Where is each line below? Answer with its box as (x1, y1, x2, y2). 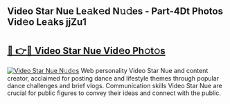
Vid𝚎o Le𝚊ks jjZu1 (7, 17, 87, 28)
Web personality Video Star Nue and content (80, 67, 209, 74)
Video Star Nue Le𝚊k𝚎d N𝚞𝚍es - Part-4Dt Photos (7, 6, 224, 17)
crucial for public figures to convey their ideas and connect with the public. (7, 89, 222, 97)
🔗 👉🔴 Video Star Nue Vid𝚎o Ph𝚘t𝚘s (7, 45, 166, 56)
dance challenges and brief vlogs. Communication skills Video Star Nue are (7, 82, 223, 90)
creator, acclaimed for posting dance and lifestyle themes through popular (7, 74, 220, 82)
